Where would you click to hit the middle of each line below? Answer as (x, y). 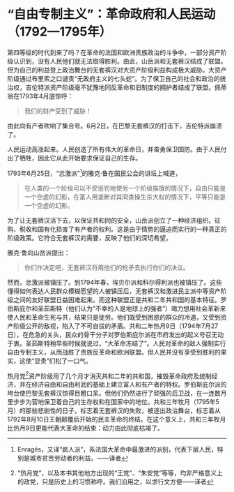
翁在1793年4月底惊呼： (40, 96)
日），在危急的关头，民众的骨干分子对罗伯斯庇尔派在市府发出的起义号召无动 (116, 334)
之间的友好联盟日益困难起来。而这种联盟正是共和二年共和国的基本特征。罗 (120, 299)
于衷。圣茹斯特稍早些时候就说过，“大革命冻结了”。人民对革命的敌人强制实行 (117, 343)
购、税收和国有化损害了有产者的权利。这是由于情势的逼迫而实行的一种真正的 (117, 229)
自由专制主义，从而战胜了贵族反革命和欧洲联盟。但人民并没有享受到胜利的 (114, 352)
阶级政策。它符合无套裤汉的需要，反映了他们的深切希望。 (89, 237)
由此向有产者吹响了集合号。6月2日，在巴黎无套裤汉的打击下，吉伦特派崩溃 (115, 126)
